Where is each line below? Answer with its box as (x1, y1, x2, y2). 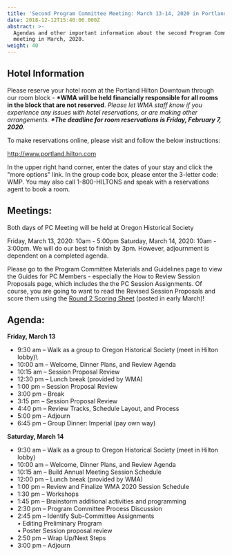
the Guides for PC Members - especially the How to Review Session (7, 272, 200, 280)
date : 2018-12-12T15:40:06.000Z (7, 17, 100, 23)
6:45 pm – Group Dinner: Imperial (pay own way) (17, 419, 156, 428)
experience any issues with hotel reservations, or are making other (7, 108, 198, 116)
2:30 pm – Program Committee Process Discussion (17, 505, 162, 513)
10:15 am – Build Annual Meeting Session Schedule (17, 468, 162, 477)
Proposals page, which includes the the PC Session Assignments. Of (7, 279, 202, 287)
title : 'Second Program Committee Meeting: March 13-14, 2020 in (7, 10, 199, 17)
